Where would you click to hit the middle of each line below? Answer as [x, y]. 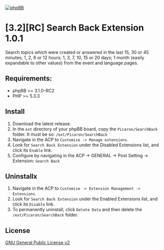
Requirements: [29, 79]
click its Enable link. [32, 150]
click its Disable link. [33, 204]
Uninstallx [21, 176]
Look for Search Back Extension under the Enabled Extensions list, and [85, 199]
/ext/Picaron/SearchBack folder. [45, 215]
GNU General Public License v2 [37, 243]
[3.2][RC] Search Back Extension [75, 28]
